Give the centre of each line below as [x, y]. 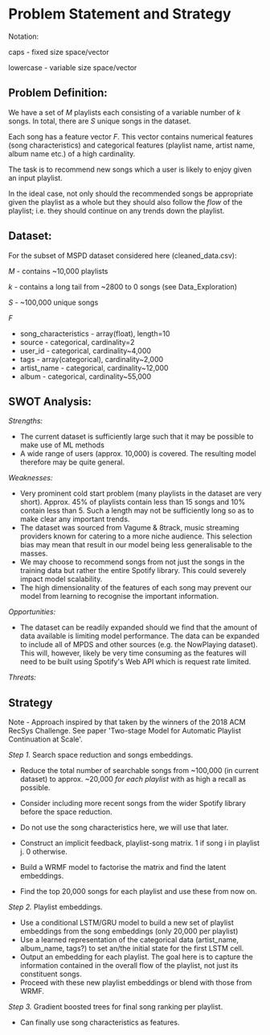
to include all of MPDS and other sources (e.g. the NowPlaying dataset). [139, 645]
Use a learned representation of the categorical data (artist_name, [129, 940]
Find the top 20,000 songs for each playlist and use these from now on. [138, 892]
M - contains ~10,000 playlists [58, 271]
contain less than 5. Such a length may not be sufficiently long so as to [137, 511]
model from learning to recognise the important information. [119, 596]
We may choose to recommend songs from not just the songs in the [132, 562]
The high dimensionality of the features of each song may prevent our [136, 588]
